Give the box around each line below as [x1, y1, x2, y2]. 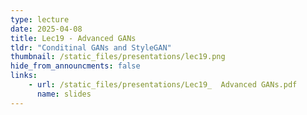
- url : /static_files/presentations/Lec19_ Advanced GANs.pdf [28, 80, 298, 90]
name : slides [36, 89, 92, 99]
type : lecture [10, 14, 70, 25]
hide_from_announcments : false [10, 61, 141, 71]
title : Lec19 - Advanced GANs [10, 33, 137, 43]
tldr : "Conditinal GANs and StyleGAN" [10, 42, 172, 53]
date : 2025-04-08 [10, 24, 83, 34]
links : [10, 71, 38, 81]
